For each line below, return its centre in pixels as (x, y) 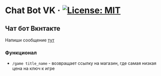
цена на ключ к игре (33, 69)
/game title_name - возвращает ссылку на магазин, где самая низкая (84, 63)
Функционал (21, 53)
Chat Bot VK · (33, 10)
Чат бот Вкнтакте (33, 28)
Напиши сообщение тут (30, 40)
